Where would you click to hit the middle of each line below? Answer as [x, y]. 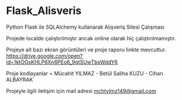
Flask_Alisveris [44, 11]
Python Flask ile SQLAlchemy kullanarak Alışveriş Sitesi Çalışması [85, 27]
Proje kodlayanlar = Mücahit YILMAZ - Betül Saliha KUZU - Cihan [85, 73]
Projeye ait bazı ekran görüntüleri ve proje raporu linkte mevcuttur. [86, 49]
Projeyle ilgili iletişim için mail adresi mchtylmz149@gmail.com [81, 91]
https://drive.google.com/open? [45, 56]
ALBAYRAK [20, 80]
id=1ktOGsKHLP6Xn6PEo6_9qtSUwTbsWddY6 [62, 62]
